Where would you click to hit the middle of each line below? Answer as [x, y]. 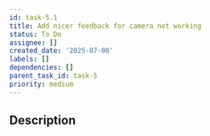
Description [42, 120]
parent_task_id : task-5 [54, 76]
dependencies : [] [42, 68]
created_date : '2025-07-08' [62, 51]
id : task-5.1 [34, 17]
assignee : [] [34, 42]
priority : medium [42, 84]
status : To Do [36, 34]
